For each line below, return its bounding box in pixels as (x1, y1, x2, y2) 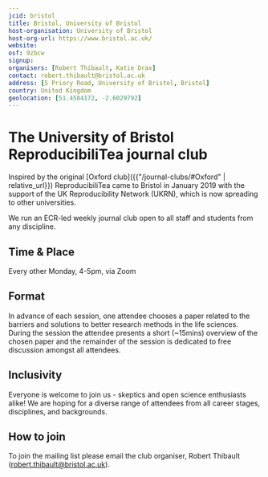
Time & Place (8, 245, 75, 259)
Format (8, 290, 46, 304)
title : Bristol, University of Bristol (8, 19, 142, 27)
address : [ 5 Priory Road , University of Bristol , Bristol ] (8, 79, 210, 87)
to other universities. (8, 198, 76, 207)
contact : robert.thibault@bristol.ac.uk (8, 71, 146, 79)
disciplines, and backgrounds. (8, 406, 108, 416)
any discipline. (8, 222, 56, 231)
